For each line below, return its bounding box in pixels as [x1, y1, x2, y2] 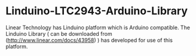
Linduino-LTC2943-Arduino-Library [5, 4, 188, 18]
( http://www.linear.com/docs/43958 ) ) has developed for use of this [5, 36, 173, 43]
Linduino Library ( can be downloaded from [5, 30, 112, 37]
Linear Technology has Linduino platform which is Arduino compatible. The [5, 24, 191, 31]
